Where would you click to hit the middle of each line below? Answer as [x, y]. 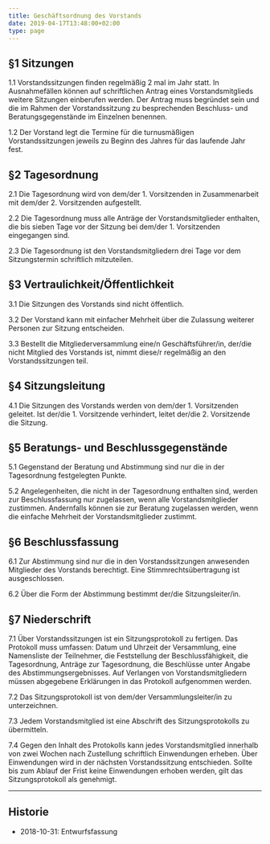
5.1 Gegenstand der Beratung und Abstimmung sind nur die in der [117, 467]
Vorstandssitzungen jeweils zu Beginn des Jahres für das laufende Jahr [127, 141]
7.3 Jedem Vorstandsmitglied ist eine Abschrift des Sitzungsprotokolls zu [129, 721]
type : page [27, 31]
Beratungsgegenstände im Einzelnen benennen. [88, 117]
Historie [29, 812]
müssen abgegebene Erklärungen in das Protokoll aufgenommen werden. [130, 682]
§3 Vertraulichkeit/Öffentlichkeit [91, 285]
